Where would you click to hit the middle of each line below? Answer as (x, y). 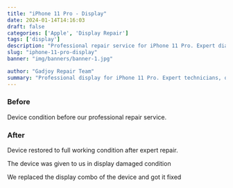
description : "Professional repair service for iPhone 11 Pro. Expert (111, 46)
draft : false (26, 26)
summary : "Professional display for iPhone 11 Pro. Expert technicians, (114, 78)
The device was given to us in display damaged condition (89, 164)
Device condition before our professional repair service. (87, 117)
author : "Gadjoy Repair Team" (51, 71)
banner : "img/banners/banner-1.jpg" (60, 59)
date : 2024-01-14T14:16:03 (46, 20)
